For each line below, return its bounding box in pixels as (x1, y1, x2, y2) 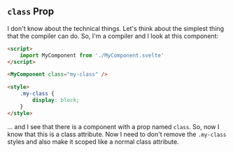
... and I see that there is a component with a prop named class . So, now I (7, 122, 220, 131)
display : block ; (32, 97, 80, 104)
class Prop (7, 6, 55, 18)
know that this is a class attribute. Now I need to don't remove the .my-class (7, 130, 227, 138)
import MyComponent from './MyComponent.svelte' (20, 52, 164, 59)
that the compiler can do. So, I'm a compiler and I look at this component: (7, 32, 219, 40)
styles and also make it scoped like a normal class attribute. (7, 137, 180, 146)
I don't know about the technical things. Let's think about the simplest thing (7, 24, 225, 32)
